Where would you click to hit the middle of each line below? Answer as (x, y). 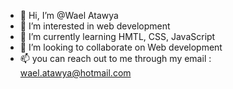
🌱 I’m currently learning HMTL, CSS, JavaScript (117, 36)
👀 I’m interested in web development (95, 26)
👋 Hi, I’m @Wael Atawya (69, 15)
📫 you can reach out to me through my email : (115, 58)
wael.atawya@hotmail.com (75, 73)
